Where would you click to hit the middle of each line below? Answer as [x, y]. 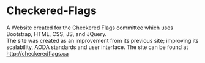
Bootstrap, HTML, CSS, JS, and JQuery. [57, 34]
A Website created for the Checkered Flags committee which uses [90, 28]
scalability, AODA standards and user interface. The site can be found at [97, 47]
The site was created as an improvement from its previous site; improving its [102, 40]
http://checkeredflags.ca [38, 53]
